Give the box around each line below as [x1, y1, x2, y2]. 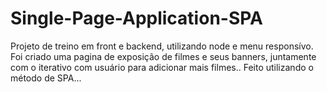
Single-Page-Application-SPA [10, 7, 263, 30]
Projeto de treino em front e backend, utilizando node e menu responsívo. [10, 40, 314, 52]
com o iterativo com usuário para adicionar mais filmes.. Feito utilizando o [10, 61, 314, 73]
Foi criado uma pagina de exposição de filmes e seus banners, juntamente [10, 50, 317, 62]
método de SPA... [10, 72, 82, 84]
